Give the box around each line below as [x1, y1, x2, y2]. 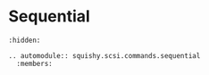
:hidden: [8, 36, 41, 45]
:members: [16, 59, 53, 68]
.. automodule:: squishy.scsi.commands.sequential [8, 51, 201, 60]
